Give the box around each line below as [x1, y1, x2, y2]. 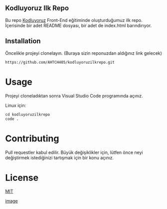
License [5, 172, 39, 183]
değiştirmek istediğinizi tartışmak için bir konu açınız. [5, 154, 114, 161]
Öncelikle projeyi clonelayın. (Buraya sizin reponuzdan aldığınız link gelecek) [5, 50, 162, 56]
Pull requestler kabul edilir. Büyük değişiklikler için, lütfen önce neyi [5, 149, 143, 155]
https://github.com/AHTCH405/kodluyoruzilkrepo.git [5, 60, 115, 65]
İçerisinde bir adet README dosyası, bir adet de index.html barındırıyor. [5, 22, 152, 28]
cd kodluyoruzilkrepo [5, 112, 50, 117]
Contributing [5, 133, 59, 144]
